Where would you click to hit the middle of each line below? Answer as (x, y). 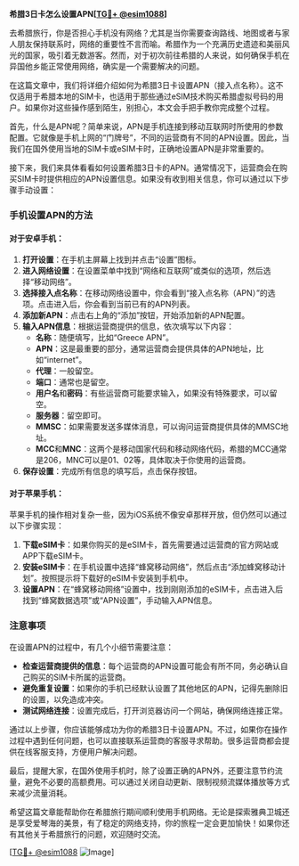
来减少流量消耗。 (40, 793)
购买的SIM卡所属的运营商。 (80, 677)
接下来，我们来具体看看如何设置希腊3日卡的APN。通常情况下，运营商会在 (145, 167)
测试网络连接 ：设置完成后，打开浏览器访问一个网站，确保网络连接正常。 (154, 710)
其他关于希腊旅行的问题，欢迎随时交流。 (91, 834)
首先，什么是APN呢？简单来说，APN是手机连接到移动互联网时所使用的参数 (146, 127)
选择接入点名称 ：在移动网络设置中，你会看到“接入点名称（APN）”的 (145, 293)
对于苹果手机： (36, 493)
